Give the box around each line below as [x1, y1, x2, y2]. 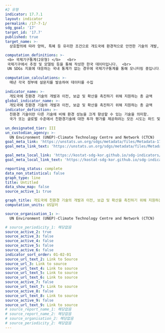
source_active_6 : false [5, 248, 54, 252]
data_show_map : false [5, 185, 50, 190]
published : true [5, 35, 38, 40]
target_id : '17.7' [5, 30, 43, 35]
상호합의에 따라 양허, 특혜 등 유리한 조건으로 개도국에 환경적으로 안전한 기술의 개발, [9, 44, 160, 49]
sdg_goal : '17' [5, 26, 36, 30]
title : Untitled [5, 180, 38, 185]
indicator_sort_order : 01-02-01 [5, 252, 71, 257]
